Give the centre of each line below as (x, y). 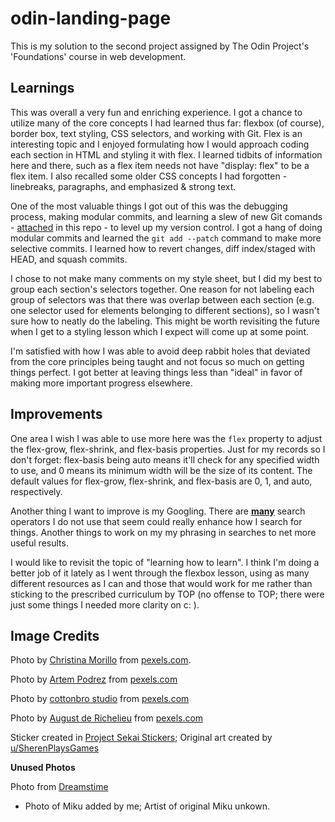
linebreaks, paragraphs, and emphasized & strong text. (123, 186)
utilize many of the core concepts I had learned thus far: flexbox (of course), (167, 123)
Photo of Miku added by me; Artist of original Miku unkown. (147, 806)
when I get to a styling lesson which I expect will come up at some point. (159, 331)
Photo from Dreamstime (59, 787)
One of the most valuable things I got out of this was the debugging (149, 206)
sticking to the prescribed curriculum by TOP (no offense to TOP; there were (167, 594)
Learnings (42, 88)
